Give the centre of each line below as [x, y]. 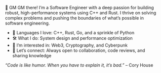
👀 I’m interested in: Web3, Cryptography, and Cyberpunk [70, 45]
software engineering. [28, 23]
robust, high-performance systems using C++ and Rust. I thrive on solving [81, 13]
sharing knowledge [32, 56]
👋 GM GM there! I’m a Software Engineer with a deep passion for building [80, 8]
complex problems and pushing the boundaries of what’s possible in [75, 18]
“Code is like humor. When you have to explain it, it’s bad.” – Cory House [79, 65]
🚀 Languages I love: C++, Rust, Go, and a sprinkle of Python [73, 33]
